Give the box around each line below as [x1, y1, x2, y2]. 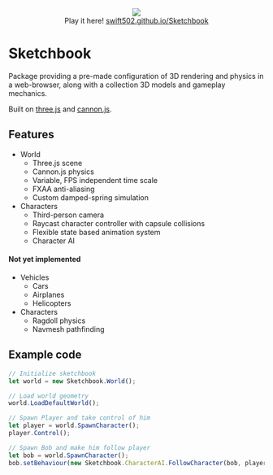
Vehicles [19, 272, 50, 282]
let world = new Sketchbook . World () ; [8, 377, 136, 386]
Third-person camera [32, 210, 104, 220]
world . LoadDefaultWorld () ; [8, 399, 100, 407]
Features [8, 128, 54, 142]
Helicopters [32, 298, 71, 308]
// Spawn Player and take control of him [8, 414, 151, 422]
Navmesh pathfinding [32, 324, 105, 333]
